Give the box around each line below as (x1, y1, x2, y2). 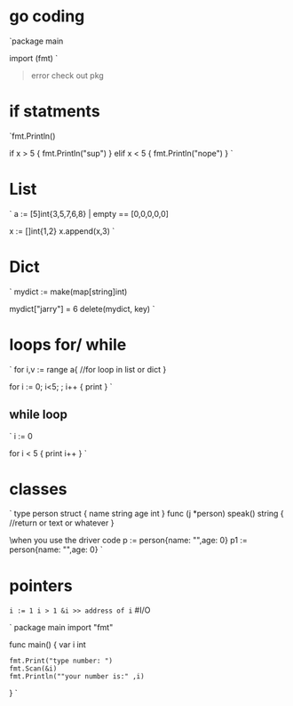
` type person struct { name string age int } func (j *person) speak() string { (9, 509, 284, 519)
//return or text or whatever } (9, 517, 115, 528)
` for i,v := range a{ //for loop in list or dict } (9, 364, 167, 374)
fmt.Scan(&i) (9, 664, 58, 673)
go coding (9, 6, 85, 27)
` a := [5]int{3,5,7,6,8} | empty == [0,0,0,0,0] (9, 208, 169, 219)
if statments (9, 101, 100, 122)
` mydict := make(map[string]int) (9, 286, 128, 297)
